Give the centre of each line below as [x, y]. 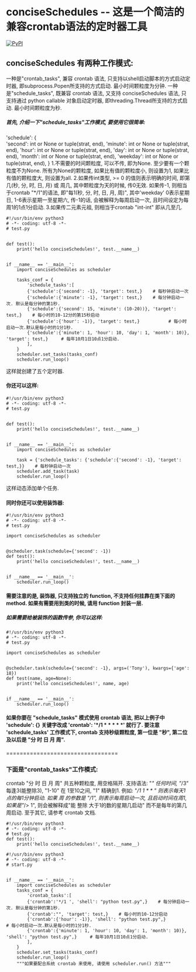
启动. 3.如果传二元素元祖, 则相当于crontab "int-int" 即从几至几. [108, 207]
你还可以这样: [23, 385]
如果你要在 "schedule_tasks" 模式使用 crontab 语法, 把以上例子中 [85, 718]
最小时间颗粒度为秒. [38, 108]
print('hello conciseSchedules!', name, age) [73, 683]
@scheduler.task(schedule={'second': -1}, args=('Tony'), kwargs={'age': [98, 668]
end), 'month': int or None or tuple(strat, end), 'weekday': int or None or [92, 156]
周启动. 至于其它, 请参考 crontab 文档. [51, 812]
